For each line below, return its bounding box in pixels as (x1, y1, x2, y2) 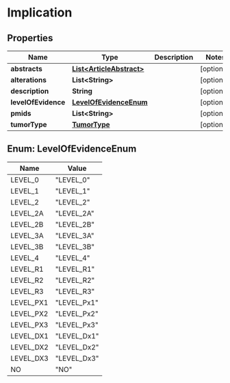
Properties (7, 32, 53, 44)
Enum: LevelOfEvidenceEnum (7, 143, 137, 155)
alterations (10, 76, 47, 84)
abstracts (10, 64, 42, 73)
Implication (7, 5, 73, 21)
